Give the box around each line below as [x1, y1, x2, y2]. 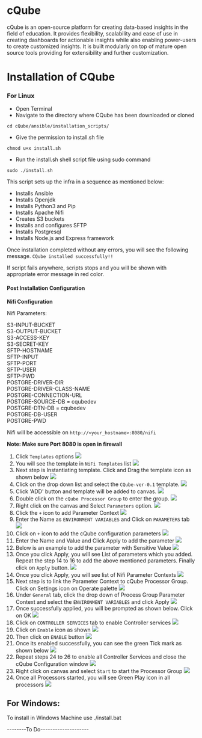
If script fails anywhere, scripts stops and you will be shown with [7, 264, 167, 271]
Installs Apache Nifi [15, 209, 64, 217]
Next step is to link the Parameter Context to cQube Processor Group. [15, 577, 189, 585]
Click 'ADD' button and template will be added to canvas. [15, 488, 157, 495]
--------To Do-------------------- [7, 726, 90, 733]
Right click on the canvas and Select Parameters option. [15, 502, 153, 509]
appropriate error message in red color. [7, 271, 105, 278]
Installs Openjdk [15, 196, 56, 203]
